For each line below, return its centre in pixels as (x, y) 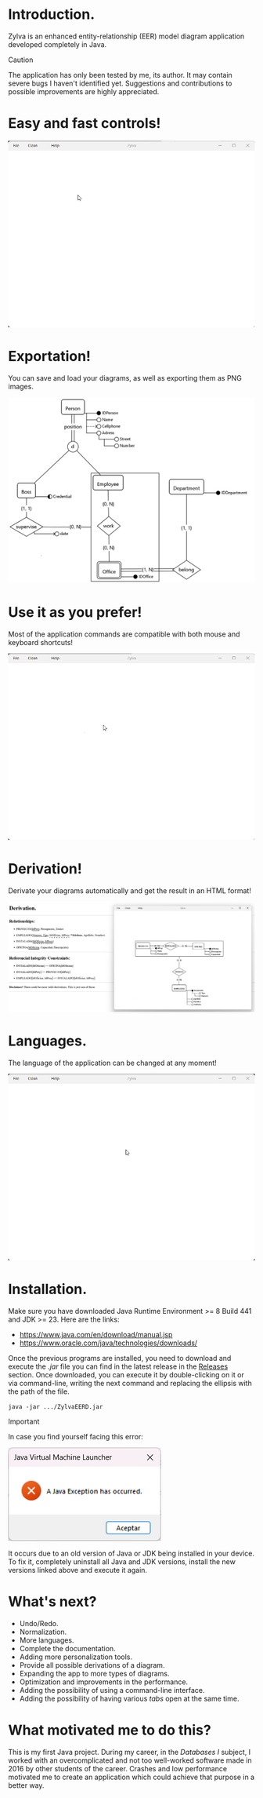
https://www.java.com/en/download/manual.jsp (96, 1334)
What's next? (52, 1602)
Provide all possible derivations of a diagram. (92, 1665)
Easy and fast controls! (85, 124)
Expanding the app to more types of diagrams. (94, 1673)
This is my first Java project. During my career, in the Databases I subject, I (130, 1752)
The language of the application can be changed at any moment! (112, 1063)
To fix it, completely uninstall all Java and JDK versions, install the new (122, 1561)
